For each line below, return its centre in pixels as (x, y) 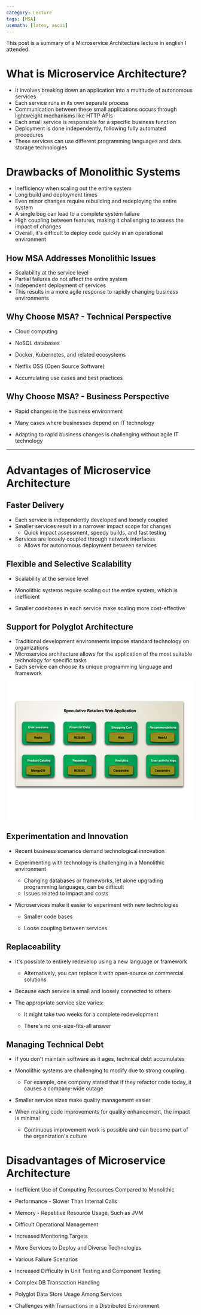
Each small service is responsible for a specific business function (95, 122)
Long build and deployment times (56, 195)
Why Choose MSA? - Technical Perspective (89, 317)
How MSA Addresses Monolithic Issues (81, 258)
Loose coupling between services (66, 928)
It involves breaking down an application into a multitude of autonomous (104, 91)
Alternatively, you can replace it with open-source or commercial (103, 973)
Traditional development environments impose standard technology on (102, 641)
